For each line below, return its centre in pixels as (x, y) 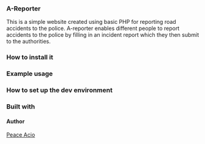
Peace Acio (21, 135)
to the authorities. (28, 42)
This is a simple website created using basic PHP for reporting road (91, 22)
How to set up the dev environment (60, 90)
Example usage (30, 74)
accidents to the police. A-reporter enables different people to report (93, 28)
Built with (21, 107)
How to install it (30, 58)
